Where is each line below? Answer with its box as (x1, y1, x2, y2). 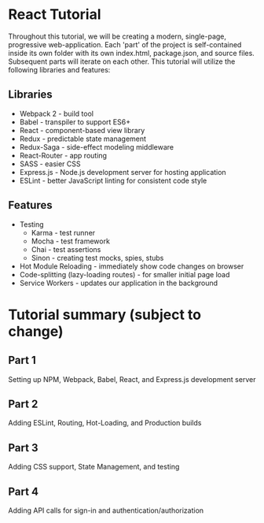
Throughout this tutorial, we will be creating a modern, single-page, (8, 32, 226, 41)
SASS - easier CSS (19, 159, 81, 169)
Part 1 (8, 354, 37, 367)
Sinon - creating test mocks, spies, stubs (31, 253, 164, 262)
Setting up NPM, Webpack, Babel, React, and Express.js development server (8, 374, 256, 384)
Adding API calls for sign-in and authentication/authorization (8, 506, 204, 515)
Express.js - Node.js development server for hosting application (19, 167, 226, 176)
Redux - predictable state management (19, 134, 147, 143)
